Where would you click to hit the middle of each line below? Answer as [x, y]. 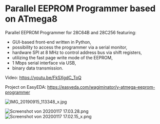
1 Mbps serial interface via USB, [44, 63]
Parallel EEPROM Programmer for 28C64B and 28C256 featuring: [71, 32]
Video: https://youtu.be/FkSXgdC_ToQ [43, 77]
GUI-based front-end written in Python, [51, 42]
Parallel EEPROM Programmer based [80, 9]
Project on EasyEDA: [26, 87]
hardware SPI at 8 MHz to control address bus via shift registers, [77, 52]
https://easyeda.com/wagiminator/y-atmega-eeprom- [101, 87]
